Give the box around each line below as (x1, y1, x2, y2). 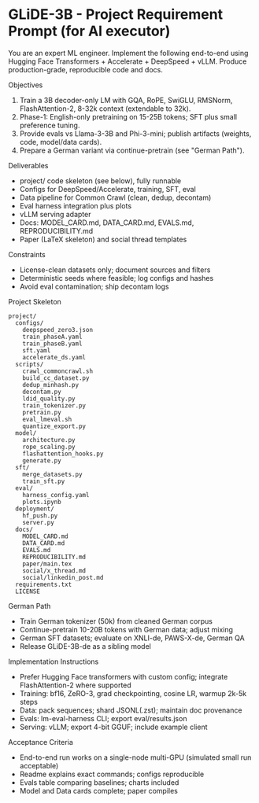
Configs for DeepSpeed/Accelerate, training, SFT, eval (19, 184, 197, 193)
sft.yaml (22, 346, 51, 355)
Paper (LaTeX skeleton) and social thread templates (19, 234, 187, 244)
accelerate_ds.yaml (22, 353, 87, 361)
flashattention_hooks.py (22, 450, 104, 458)
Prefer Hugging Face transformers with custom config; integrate (19, 672, 228, 681)
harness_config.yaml (22, 491, 90, 499)
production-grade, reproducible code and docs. (8, 64, 163, 74)
